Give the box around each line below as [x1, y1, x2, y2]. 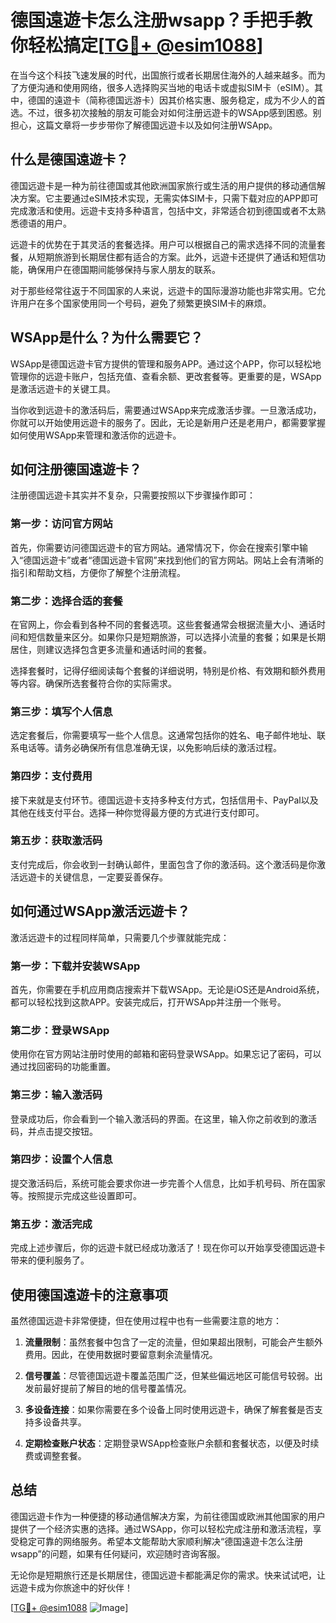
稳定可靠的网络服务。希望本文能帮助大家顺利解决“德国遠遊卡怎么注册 [18, 1535, 304, 1547]
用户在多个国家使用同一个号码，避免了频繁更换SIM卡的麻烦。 [18, 297, 272, 309]
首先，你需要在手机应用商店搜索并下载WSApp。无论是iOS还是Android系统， [10, 983, 325, 995]
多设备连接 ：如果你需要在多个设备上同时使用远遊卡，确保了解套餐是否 [24, 1403, 315, 1415]
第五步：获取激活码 [10, 834, 103, 848]
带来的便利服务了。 [10, 1254, 90, 1266]
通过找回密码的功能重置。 [10, 1061, 116, 1073]
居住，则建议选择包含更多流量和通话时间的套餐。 [10, 643, 212, 655]
